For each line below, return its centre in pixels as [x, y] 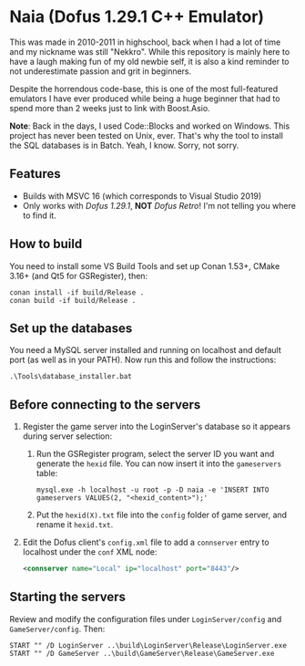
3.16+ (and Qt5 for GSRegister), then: [79, 276]
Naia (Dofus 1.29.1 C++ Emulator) [137, 17]
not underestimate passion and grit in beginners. [101, 71]
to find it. [39, 215]
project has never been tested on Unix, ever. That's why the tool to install [147, 135]
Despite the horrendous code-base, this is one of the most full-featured [144, 88]
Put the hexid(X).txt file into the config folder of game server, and [162, 515]
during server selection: [67, 436]
